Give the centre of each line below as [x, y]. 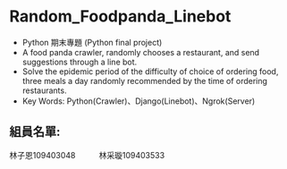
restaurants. [44, 90]
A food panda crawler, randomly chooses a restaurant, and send [141, 52]
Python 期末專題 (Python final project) [92, 42]
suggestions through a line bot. [80, 62]
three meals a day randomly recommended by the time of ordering [145, 80]
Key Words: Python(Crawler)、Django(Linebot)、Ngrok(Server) [139, 101]
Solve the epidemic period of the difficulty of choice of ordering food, [150, 71]
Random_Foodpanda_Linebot [120, 17]
